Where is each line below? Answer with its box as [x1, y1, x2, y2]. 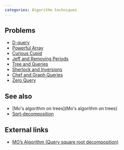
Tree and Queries [12, 61, 48, 67]
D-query [12, 40, 30, 46]
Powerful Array [12, 45, 44, 51]
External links [5, 125, 49, 134]
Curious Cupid [12, 50, 42, 56]
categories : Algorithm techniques [5, 7, 78, 13]
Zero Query [12, 77, 36, 84]
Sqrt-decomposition [12, 111, 54, 117]
